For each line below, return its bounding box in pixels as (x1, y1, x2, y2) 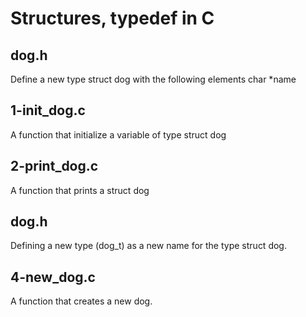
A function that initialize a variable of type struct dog (10, 128, 227, 141)
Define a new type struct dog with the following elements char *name (10, 73, 297, 85)
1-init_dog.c (10, 102, 86, 119)
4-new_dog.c (10, 268, 96, 286)
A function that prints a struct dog (10, 184, 150, 196)
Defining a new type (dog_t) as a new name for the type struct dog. (10, 240, 287, 252)
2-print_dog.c (10, 158, 99, 175)
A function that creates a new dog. (10, 295, 153, 307)
